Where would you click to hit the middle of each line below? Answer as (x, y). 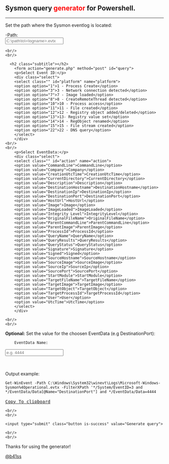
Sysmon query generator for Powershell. (70, 8)
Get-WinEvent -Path (26, 383)
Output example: (22, 374)
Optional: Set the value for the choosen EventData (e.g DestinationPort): (80, 333)
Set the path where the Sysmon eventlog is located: (59, 25)
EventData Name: (31, 343)
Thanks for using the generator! (38, 446)
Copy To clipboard (28, 402)
